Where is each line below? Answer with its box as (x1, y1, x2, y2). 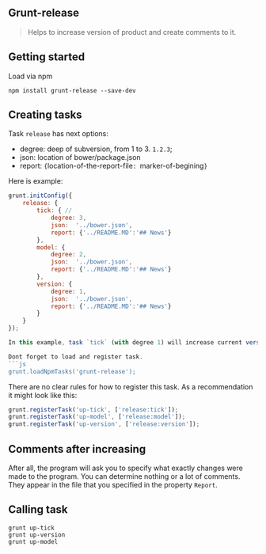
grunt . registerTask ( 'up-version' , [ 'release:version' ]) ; (8, 420, 200, 428)
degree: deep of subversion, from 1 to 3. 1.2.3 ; (19, 144, 173, 154)
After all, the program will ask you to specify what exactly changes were (8, 463, 243, 472)
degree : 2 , (50, 251, 87, 259)
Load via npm (8, 71, 53, 81)
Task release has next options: (8, 129, 108, 138)
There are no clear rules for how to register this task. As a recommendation (8, 381, 253, 391)
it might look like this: (8, 390, 78, 400)
